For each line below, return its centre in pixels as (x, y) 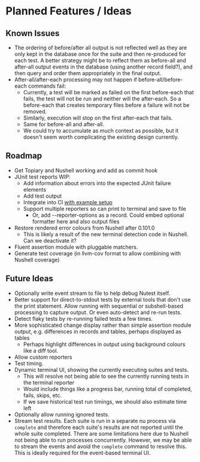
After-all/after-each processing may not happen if (75, 80)
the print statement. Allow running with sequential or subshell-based (99, 306)
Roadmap (24, 156)
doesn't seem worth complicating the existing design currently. (101, 137)
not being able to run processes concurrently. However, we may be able (103, 440)
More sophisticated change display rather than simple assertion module (103, 325)
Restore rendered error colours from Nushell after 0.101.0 (84, 228)
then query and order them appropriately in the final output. (88, 73)
